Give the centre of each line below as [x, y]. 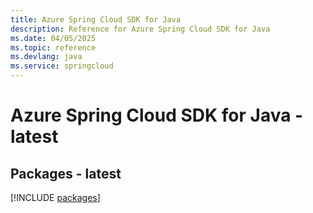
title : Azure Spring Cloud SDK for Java [96, 19]
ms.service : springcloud [62, 66]
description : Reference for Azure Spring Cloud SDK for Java [140, 29]
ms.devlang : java [46, 57]
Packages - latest [66, 173]
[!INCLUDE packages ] [55, 197]
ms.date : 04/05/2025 [53, 38]
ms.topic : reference [53, 47]
